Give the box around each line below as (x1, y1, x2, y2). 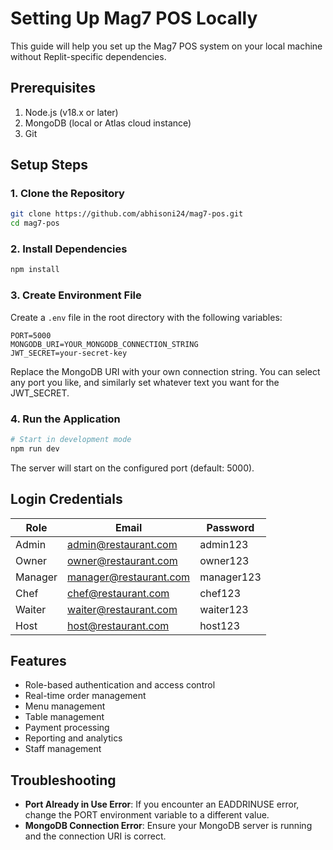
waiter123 (199, 602, 249, 616)
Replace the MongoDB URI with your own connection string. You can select (10, 365, 321, 377)
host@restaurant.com (67, 618, 170, 632)
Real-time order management (24, 690, 147, 702)
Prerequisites (10, 80, 96, 97)
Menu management (24, 700, 106, 712)
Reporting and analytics (24, 732, 123, 744)
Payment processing (24, 722, 110, 734)
